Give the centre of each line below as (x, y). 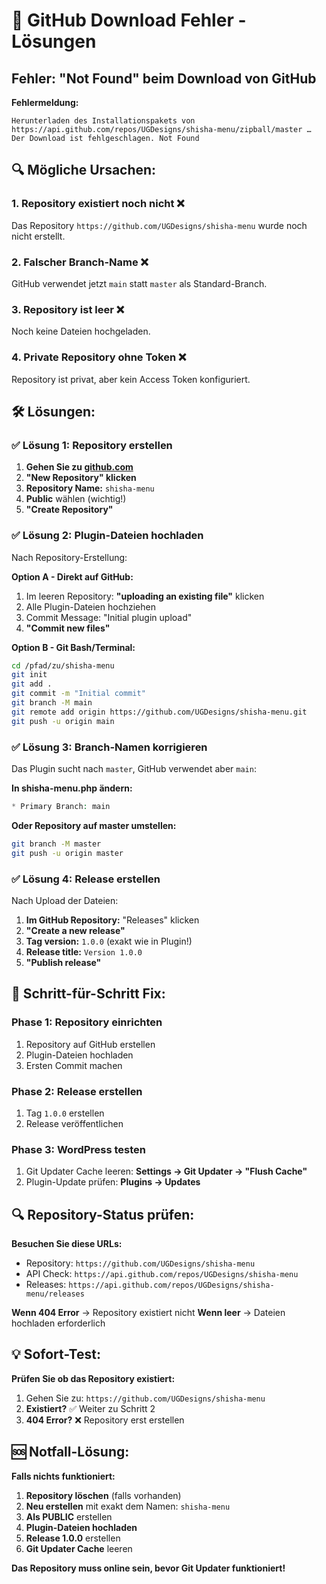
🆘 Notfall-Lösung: (70, 1452)
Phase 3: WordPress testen (79, 1149)
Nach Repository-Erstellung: (69, 557)
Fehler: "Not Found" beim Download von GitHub (164, 78)
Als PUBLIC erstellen (69, 1516)
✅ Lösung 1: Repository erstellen (92, 445)
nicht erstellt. (38, 236)
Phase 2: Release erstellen (77, 1091)
